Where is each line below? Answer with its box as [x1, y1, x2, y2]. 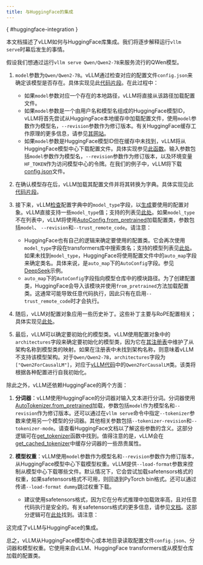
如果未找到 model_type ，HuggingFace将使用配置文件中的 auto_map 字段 [24, 252, 197, 259]
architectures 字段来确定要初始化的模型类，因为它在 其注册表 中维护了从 [15, 338, 194, 346]
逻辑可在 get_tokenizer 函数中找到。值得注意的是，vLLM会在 [15, 432, 164, 440]
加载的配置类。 [6, 552, 44, 559]
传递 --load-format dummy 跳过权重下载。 [15, 483, 115, 490]
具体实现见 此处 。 [15, 318, 58, 325]
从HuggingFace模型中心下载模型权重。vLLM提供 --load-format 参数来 [15, 460, 188, 467]
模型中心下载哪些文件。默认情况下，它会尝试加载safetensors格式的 [25, 467, 194, 475]
